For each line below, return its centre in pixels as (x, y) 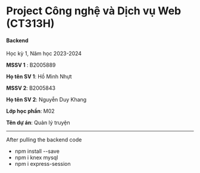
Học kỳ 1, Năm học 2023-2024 (44, 54)
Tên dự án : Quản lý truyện (38, 122)
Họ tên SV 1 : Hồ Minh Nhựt (39, 77)
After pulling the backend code (44, 140)
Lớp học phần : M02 (30, 111)
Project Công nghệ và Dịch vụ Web (94, 11)
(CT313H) (30, 23)
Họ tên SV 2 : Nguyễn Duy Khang (46, 100)
